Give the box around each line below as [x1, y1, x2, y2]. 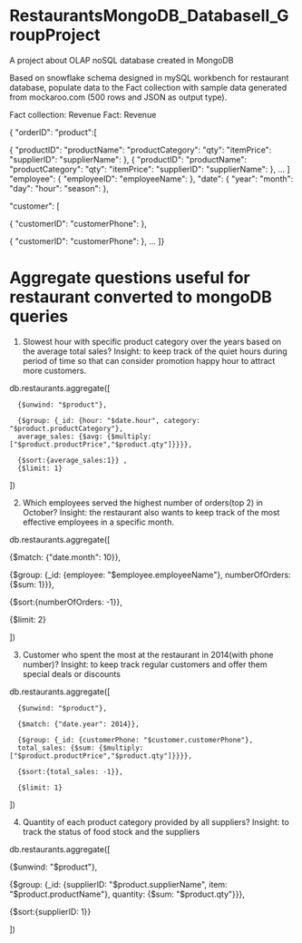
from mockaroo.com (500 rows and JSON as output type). [9, 92, 228, 103]
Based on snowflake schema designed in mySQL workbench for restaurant [9, 72, 289, 83]
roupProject [9, 25, 102, 45]
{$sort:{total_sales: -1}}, [17, 767, 124, 776]
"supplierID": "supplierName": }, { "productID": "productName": [9, 153, 248, 164]
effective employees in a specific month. [22, 516, 175, 527]
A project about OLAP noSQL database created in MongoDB [9, 54, 234, 65]
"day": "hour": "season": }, [9, 182, 109, 193]
